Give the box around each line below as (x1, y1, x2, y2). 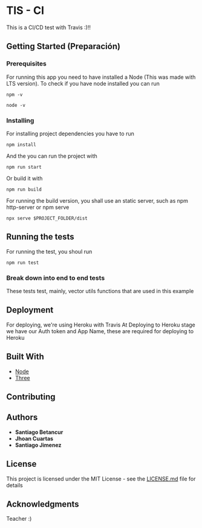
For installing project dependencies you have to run (6, 130, 134, 137)
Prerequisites (6, 59, 47, 68)
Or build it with (6, 174, 43, 182)
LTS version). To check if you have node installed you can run (6, 80, 160, 87)
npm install (6, 141, 36, 147)
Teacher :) (6, 515, 32, 523)
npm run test (6, 259, 39, 266)
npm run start (6, 164, 42, 170)
